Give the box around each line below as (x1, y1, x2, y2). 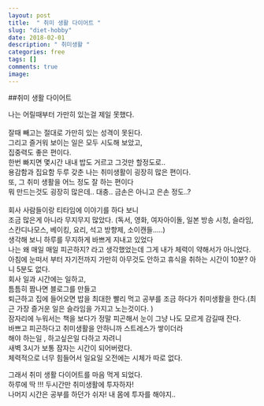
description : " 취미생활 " (8, 41, 91, 49)
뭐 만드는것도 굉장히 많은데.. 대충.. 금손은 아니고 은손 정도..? (8, 187, 191, 196)
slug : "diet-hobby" (8, 26, 73, 34)
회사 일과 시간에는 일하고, (8, 274, 87, 284)
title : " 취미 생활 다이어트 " (8, 19, 101, 27)
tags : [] (8, 56, 37, 64)
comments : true (8, 63, 58, 71)
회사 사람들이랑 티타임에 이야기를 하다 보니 (8, 205, 139, 214)
